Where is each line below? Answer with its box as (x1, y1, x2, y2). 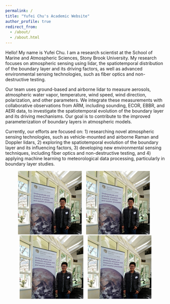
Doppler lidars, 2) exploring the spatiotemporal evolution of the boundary (5, 140, 159, 145)
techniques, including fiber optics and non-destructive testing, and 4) (5, 150, 151, 156)
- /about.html (10, 35, 40, 40)
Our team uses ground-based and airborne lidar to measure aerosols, (5, 86, 151, 92)
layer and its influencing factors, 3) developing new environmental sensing (5, 145, 162, 151)
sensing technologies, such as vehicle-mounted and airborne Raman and (5, 134, 159, 140)
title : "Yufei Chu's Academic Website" (5, 13, 90, 19)
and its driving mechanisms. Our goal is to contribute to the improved (5, 113, 151, 119)
